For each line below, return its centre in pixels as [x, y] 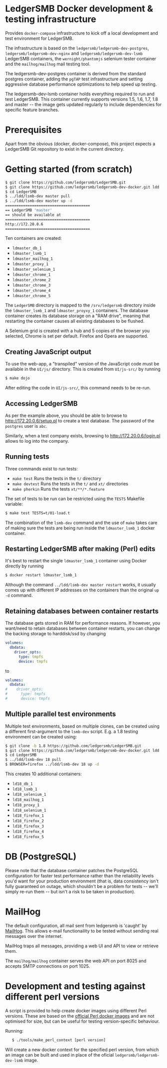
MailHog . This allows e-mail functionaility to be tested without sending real [82, 931]
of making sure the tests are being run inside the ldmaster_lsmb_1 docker [80, 528]
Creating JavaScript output [48, 352]
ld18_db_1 [23, 784]
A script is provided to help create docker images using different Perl [76, 1011]
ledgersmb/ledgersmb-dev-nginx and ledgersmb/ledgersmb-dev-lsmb [74, 53]
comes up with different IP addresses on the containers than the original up [82, 590]
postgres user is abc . [26, 426]
